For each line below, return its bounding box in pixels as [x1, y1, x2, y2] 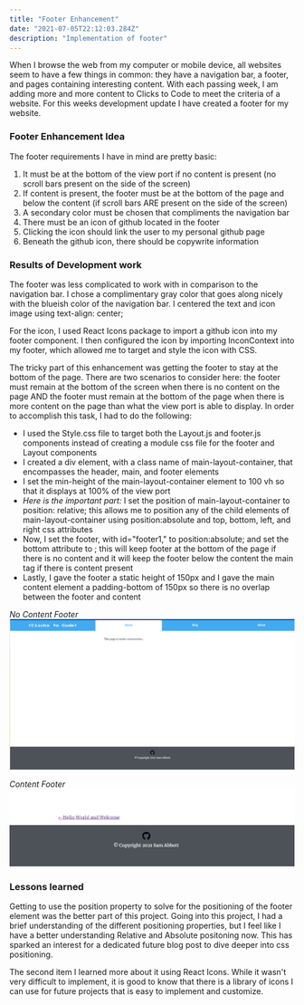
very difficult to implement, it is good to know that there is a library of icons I [9, 976, 294, 987]
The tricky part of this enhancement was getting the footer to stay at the [9, 362, 279, 373]
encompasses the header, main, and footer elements [22, 466, 220, 477]
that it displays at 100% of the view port [22, 485, 171, 496]
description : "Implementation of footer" [9, 33, 168, 43]
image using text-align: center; [9, 308, 124, 319]
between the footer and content [22, 591, 142, 602]
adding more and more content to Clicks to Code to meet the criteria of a [9, 89, 280, 100]
